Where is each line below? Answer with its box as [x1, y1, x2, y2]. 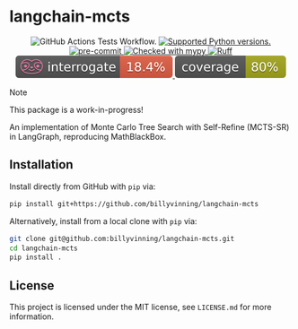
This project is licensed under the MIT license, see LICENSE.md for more [9, 302, 272, 313]
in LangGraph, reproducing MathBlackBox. [9, 131, 167, 142]
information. [9, 311, 55, 322]
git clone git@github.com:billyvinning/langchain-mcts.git [9, 234, 235, 243]
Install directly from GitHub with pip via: [9, 181, 156, 192]
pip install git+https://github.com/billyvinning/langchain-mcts [9, 199, 259, 208]
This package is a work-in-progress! [9, 104, 144, 115]
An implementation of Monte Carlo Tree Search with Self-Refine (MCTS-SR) [9, 121, 290, 132]
